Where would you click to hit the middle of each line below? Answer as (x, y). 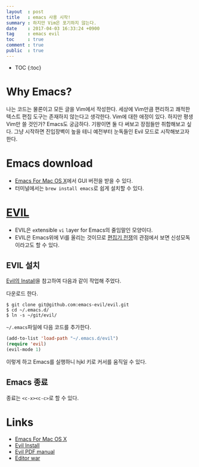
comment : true (25, 45)
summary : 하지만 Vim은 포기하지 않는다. (52, 23)
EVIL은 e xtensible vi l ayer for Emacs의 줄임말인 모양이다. (84, 230)
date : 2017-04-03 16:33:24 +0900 (53, 28)
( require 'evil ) (26, 344)
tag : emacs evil (33, 34)
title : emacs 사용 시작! (38, 17)
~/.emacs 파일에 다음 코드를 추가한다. (49, 327)
